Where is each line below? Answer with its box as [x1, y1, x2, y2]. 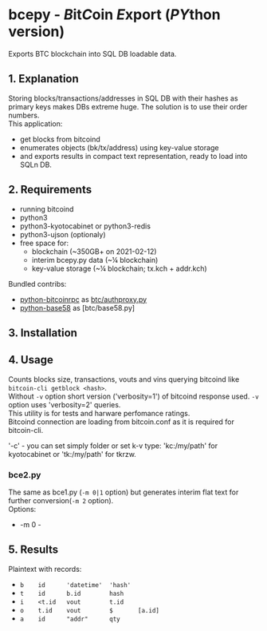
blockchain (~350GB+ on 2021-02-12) [31, 246, 157, 256]
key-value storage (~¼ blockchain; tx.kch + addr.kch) [31, 264, 207, 273]
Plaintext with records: [8, 564, 82, 573]
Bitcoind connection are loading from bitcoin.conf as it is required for [8, 417, 235, 427]
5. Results [8, 543, 59, 557]
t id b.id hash [19, 589, 124, 597]
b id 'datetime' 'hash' [19, 581, 132, 589]
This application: [8, 118, 63, 129]
